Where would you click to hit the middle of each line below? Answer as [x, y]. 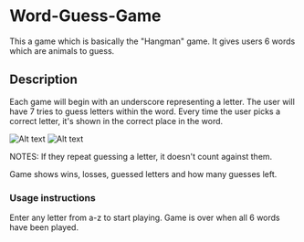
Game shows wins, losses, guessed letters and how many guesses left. [143, 174]
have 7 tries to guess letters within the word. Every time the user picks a [145, 111]
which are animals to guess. [62, 50]
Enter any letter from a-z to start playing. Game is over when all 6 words [145, 218]
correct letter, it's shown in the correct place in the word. [116, 121]
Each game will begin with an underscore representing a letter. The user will [152, 101]
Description [43, 80]
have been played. [44, 227]
